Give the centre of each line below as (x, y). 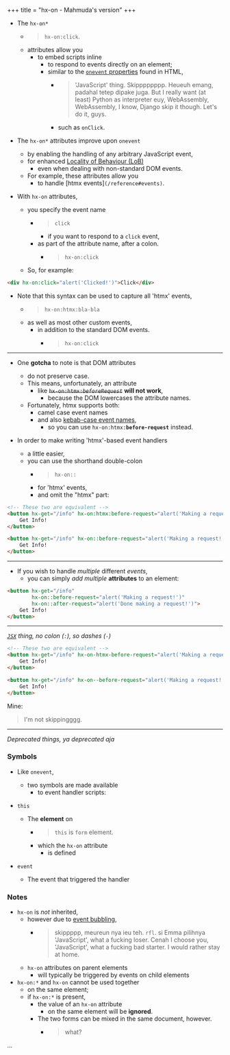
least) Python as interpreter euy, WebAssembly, (142, 99)
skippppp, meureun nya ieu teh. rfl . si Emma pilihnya (130, 933)
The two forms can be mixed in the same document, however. (125, 1019)
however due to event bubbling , (72, 919)
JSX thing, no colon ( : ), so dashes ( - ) (59, 636)
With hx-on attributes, (47, 196)
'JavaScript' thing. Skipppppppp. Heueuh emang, (144, 85)
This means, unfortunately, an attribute (82, 383)
